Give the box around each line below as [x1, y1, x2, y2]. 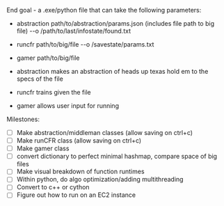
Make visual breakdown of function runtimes [16, 167, 145, 176]
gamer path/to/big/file [16, 54, 80, 62]
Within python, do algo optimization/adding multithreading [16, 175, 184, 184]
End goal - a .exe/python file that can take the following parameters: [6, 6, 202, 14]
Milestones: [6, 115, 40, 123]
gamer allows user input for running [16, 102, 120, 110]
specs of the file [16, 74, 63, 83]
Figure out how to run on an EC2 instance [16, 191, 136, 199]
